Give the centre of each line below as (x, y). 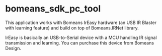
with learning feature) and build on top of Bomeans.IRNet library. (72, 27)
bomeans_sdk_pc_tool (53, 9)
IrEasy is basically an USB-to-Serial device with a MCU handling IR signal (81, 37)
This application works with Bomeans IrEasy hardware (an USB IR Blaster (81, 22)
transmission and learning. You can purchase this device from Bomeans (80, 42)
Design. (13, 48)
